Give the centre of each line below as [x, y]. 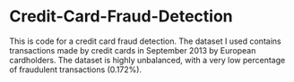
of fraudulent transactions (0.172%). [75, 70]
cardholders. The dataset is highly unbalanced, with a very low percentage [147, 60]
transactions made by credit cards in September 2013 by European [133, 50]
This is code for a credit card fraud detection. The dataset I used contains [145, 41]
